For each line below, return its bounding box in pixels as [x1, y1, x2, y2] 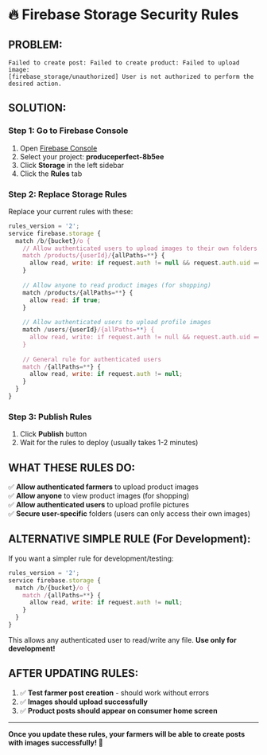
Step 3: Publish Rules [8, 411, 92, 422]
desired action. [8, 80, 62, 88]
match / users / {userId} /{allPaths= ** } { [22, 326, 155, 334]
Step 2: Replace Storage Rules [8, 189, 127, 200]
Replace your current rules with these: [8, 206, 133, 216]
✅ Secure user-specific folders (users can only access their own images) [8, 509, 251, 518]
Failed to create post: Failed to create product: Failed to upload [8, 59, 240, 67]
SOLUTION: [8, 101, 67, 115]
